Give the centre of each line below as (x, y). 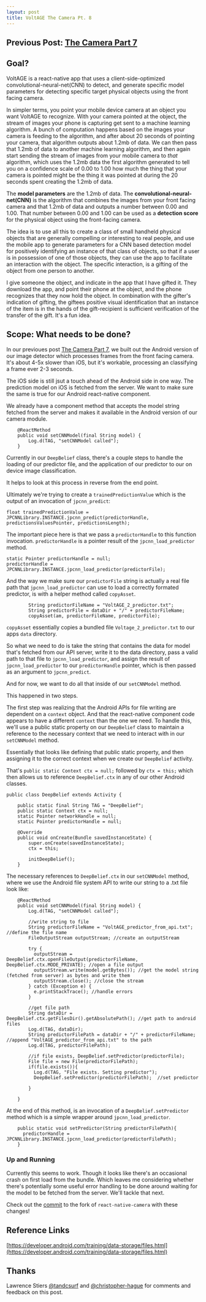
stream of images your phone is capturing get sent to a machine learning (98, 123)
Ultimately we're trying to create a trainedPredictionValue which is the (96, 494)
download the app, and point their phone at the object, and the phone (94, 289)
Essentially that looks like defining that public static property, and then (95, 752)
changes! (18, 1211)
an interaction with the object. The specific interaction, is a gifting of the (97, 264)
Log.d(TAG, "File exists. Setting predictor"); (95, 1072)
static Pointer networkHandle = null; (67, 816)
